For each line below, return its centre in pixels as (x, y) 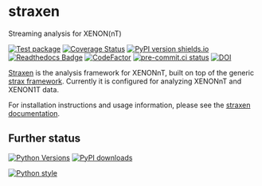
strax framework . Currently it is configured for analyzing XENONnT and (125, 81)
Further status (45, 139)
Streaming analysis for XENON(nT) (65, 33)
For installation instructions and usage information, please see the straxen (129, 105)
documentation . (34, 113)
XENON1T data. (34, 89)
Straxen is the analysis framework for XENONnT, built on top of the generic (131, 72)
